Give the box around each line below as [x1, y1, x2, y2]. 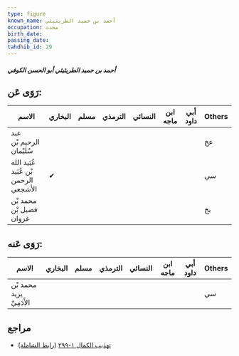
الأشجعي [11, 184, 38, 194]
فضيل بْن [11, 204, 38, 214]
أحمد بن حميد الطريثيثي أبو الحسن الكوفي [7, 66, 116, 74]
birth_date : [7, 30, 43, 38]
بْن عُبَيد [11, 167, 33, 177]
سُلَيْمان [11, 146, 33, 156]
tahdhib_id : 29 [7, 43, 53, 51]
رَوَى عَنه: [7, 238, 43, 250]
